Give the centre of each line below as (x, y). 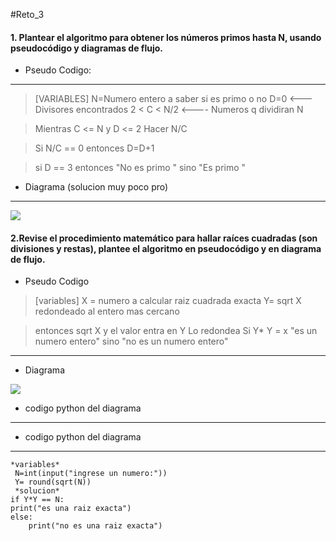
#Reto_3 (27, 14)
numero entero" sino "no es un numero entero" (131, 341)
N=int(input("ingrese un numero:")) (91, 474)
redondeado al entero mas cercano (107, 311)
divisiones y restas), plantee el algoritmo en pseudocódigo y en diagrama (166, 248)
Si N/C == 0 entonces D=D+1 (94, 148)
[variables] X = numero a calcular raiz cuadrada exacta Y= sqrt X (168, 301)
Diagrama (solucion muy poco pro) (96, 187)
